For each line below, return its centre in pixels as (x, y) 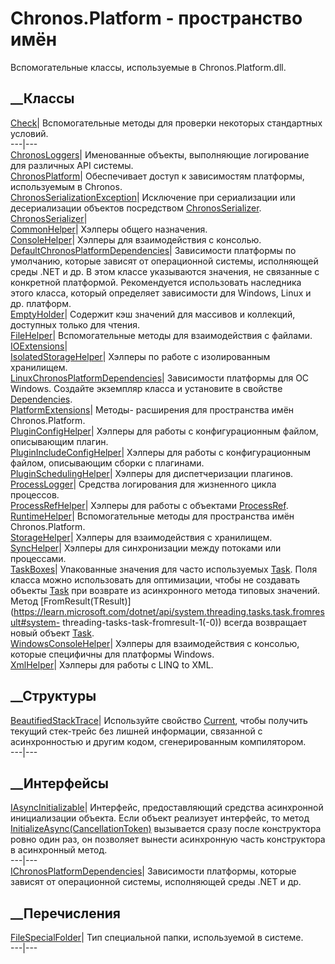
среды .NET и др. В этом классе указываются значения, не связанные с (165, 271)
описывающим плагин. (59, 441)
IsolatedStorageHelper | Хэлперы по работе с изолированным (140, 356)
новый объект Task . (52, 633)
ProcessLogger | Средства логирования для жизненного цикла (143, 484)
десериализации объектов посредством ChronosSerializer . (136, 208)
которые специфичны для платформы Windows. (112, 654)
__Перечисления (65, 913)
